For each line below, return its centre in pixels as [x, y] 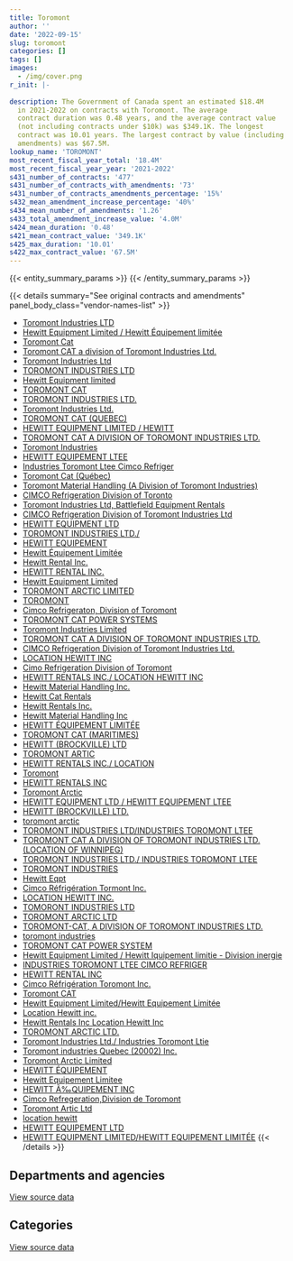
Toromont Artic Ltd [57, 1109]
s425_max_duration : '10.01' [62, 244]
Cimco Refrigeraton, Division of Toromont [100, 611]
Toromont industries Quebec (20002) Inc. [100, 1051]
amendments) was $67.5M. [64, 143]
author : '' [30, 26]
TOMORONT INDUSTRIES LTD [78, 907]
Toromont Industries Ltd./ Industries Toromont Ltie [115, 1042]
